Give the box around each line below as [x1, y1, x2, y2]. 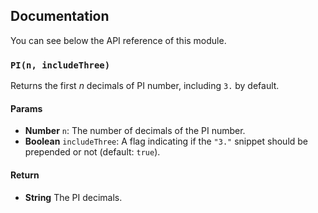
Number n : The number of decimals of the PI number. [24, 125, 246, 137]
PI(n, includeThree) [10, 59, 111, 71]
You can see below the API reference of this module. [10, 34, 227, 46]
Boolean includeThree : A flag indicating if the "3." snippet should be [24, 135, 309, 148]
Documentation [10, 8, 110, 25]
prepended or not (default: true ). [24, 146, 161, 158]
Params [10, 102, 43, 114]
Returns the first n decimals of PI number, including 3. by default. [10, 80, 280, 92]
